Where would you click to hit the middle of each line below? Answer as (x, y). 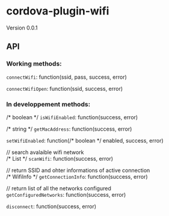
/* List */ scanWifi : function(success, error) (60, 158)
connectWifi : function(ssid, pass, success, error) (67, 77)
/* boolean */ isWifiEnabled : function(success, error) (72, 117)
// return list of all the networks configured (59, 188)
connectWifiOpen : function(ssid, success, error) (65, 88)
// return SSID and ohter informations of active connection (78, 170)
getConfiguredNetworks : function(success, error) (66, 194)
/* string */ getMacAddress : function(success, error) (69, 129)
